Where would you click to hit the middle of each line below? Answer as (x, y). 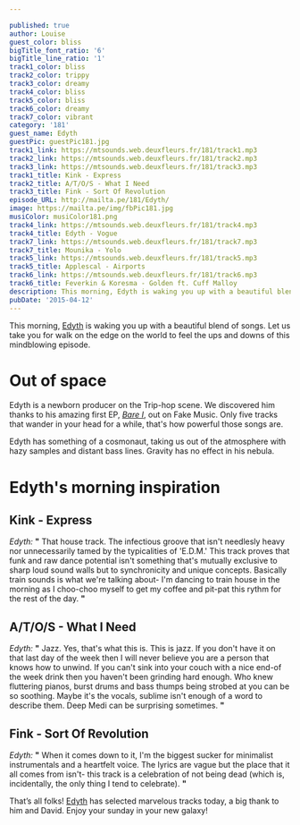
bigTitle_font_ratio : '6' (57, 50)
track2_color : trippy (50, 76)
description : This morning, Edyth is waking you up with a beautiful (142, 292)
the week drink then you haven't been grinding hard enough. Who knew (142, 677)
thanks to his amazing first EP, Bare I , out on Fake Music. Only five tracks (144, 415)
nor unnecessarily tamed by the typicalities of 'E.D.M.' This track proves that (150, 551)
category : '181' (39, 125)
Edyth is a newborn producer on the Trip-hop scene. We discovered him (142, 405)
